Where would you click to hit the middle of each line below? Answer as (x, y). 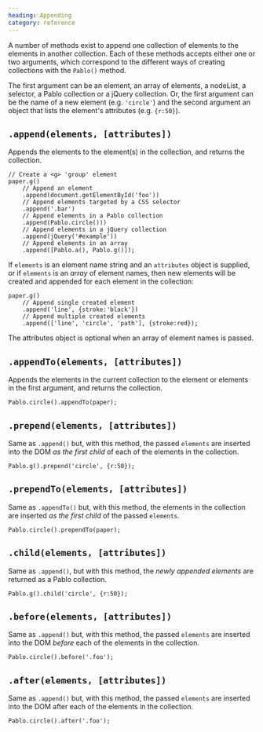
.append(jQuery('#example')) (70, 236)
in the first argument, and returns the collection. (86, 388)
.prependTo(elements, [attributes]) (98, 489)
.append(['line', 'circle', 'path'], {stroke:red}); (110, 324)
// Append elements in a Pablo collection (93, 216)
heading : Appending (40, 15)
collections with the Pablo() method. (68, 70)
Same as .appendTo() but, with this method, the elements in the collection (127, 507)
